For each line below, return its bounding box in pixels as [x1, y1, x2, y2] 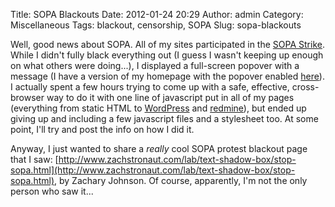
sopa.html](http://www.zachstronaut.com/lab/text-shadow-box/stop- [10, 164, 296, 176]
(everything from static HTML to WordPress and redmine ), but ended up [10, 102, 307, 114]
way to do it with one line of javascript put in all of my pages [46, 92, 295, 103]
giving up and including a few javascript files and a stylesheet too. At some [10, 113, 319, 124]
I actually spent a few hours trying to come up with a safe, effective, [10, 81, 290, 93]
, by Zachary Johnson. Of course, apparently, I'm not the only [54, 175, 308, 186]
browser [10, 92, 45, 103]
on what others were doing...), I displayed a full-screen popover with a [10, 60, 300, 71]
